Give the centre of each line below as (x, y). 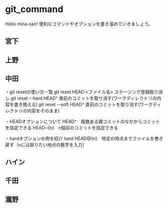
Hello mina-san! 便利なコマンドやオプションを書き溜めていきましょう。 (79, 24)
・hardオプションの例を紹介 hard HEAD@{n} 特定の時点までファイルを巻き (84, 138)
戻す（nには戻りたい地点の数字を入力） (46, 145)
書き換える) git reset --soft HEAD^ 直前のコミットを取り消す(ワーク (83, 104)
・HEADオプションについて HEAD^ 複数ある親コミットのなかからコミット (83, 121)
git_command (34, 9)
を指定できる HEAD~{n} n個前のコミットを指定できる (62, 127)
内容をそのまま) (43, 111)
